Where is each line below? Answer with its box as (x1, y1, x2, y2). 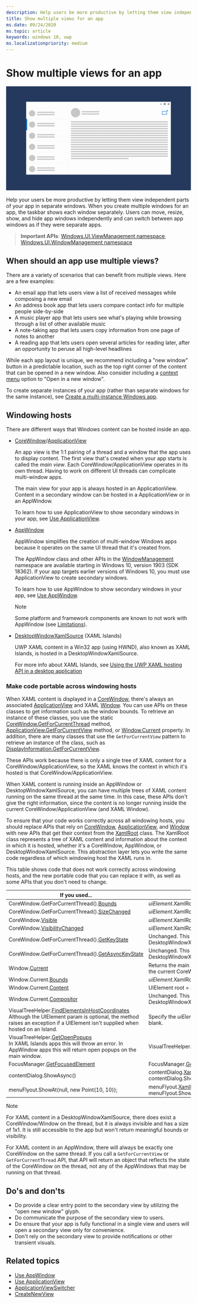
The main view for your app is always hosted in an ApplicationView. (14, 485, 178, 492)
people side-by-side (14, 308, 64, 315)
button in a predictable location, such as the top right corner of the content (6, 363, 187, 370)
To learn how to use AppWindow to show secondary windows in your (14, 585, 182, 593)
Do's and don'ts (6, 1186, 65, 1196)
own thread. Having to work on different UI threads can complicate (14, 467, 176, 474)
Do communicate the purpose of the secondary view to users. (14, 1214, 165, 1221)
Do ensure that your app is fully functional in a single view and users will (14, 1220, 189, 1227)
